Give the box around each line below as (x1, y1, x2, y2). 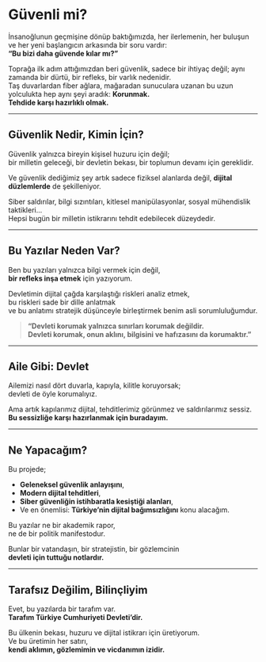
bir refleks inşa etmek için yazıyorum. (8, 274, 133, 283)
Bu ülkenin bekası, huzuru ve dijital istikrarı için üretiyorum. (8, 628, 200, 637)
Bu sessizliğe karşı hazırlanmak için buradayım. (8, 413, 169, 423)
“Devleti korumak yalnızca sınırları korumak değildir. (27, 321, 204, 331)
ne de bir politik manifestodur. (8, 529, 105, 538)
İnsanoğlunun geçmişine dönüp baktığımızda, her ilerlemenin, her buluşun (8, 32, 249, 41)
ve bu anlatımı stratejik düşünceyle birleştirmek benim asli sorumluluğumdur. (8, 305, 258, 315)
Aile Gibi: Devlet (8, 359, 89, 373)
